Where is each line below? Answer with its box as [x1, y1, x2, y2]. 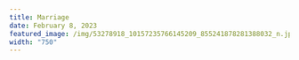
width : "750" [9, 37, 58, 47]
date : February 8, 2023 [9, 21, 98, 30]
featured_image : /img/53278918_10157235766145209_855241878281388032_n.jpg [9, 29, 296, 38]
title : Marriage [9, 12, 69, 22]
